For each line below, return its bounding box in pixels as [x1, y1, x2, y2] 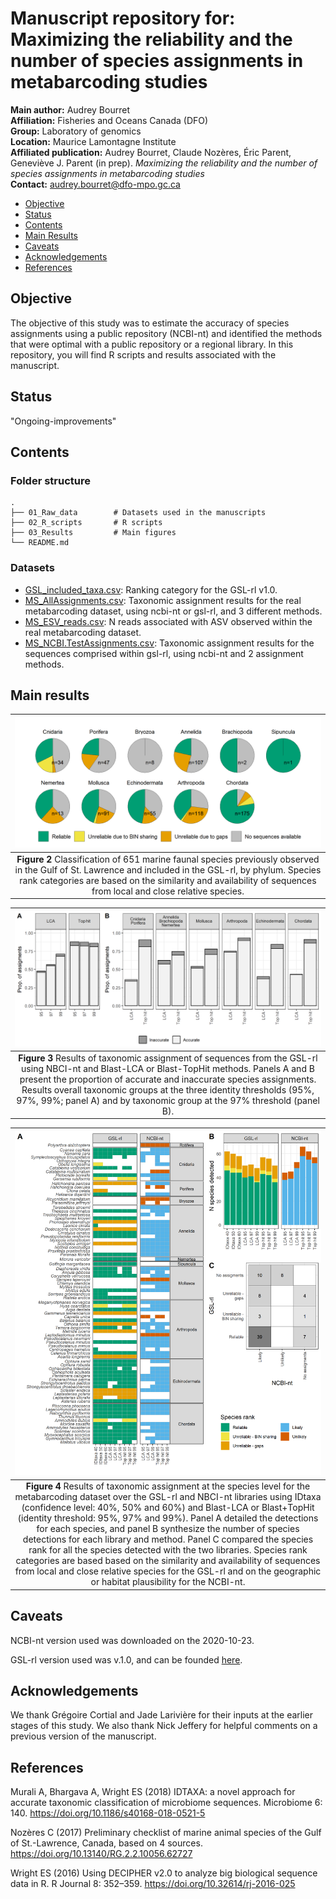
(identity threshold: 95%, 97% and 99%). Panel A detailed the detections [17, 1512, 319, 1524]
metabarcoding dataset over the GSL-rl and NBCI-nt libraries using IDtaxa [14, 1491, 322, 1503]
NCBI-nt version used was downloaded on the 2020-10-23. [10, 1634, 255, 1646]
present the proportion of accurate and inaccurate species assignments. [19, 1073, 317, 1085]
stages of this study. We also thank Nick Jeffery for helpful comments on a [10, 1720, 318, 1732]
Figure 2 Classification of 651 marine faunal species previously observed [16, 853, 320, 865]
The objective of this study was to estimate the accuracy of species [10, 317, 290, 329]
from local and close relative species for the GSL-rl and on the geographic [14, 1565, 322, 1577]
